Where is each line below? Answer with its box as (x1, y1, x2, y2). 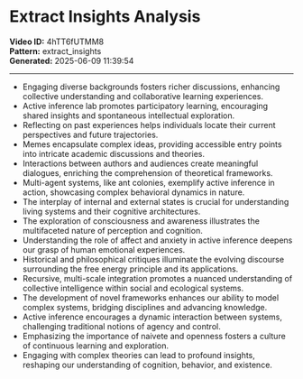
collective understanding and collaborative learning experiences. (22, 90, 264, 101)
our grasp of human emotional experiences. (22, 244, 186, 254)
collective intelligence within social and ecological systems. (22, 282, 244, 293)
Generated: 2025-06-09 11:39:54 (9, 55, 134, 66)
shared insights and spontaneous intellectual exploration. (22, 110, 235, 121)
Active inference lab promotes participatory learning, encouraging (22, 100, 269, 111)
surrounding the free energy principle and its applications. (22, 263, 239, 274)
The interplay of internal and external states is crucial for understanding (22, 196, 289, 207)
